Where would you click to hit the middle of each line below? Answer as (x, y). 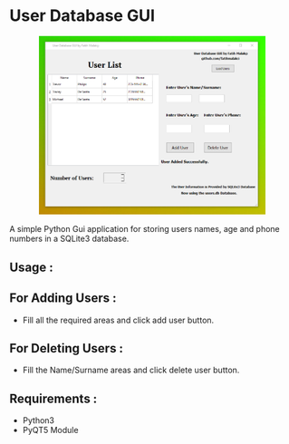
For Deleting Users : (67, 348)
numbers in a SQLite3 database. (69, 239)
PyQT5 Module (50, 430)
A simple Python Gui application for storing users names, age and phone (144, 229)
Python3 (38, 420)
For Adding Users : (63, 299)
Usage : (32, 267)
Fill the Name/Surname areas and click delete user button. (131, 370)
